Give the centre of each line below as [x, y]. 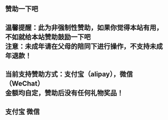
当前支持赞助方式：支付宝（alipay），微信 [69, 74]
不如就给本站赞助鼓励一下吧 [48, 37]
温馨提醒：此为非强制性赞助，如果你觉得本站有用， [84, 27]
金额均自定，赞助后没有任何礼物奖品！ [64, 93]
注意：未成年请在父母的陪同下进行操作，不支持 [77, 46]
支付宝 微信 [22, 111]
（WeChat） [24, 84]
